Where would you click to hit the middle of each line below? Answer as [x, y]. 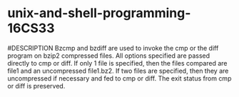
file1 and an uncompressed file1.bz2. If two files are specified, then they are [118, 71]
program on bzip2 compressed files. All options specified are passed [109, 56]
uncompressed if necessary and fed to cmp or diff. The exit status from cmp [119, 78]
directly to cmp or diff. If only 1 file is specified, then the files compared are [117, 63]
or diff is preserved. [36, 86]
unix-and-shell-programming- [99, 13]
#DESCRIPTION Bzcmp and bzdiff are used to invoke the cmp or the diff [113, 48]
